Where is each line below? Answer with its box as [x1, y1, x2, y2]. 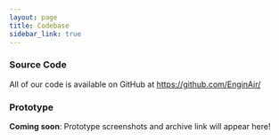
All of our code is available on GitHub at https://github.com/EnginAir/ [9, 79, 261, 89]
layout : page [9, 12, 58, 22]
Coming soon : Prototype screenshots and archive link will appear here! [9, 121, 271, 131]
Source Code [9, 58, 67, 71]
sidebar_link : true [9, 29, 82, 38]
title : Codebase [9, 21, 70, 30]
